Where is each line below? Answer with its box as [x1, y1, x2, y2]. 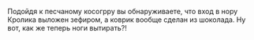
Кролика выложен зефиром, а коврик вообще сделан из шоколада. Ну [7, 15, 246, 24]
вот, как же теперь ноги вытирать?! [7, 24, 127, 32]
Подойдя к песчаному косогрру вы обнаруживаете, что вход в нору [7, 7, 238, 16]
